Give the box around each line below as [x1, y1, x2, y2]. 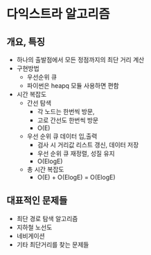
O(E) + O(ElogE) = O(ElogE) [37, 173, 116, 181]
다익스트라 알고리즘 [6, 6, 110, 22]
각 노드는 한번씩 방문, [37, 108, 95, 115]
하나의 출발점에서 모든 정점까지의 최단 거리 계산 [16, 56, 145, 64]
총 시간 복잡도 [26, 165, 64, 173]
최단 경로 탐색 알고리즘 [16, 214, 78, 223]
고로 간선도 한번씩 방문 [37, 116, 99, 124]
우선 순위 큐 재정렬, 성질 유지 [37, 149, 115, 158]
